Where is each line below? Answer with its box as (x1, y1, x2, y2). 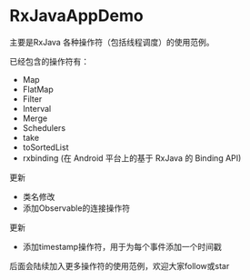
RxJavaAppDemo (9, 5, 144, 26)
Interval (22, 103, 52, 114)
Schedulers (22, 122, 66, 133)
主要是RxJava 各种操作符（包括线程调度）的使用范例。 (9, 36, 215, 47)
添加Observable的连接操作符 (22, 202, 130, 214)
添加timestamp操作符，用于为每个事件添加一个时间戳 (22, 241, 222, 252)
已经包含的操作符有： (9, 55, 89, 66)
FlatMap (22, 84, 54, 95)
